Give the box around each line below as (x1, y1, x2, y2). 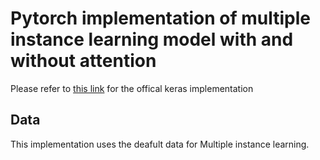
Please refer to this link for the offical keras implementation (10, 82, 254, 94)
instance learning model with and (10, 28, 294, 51)
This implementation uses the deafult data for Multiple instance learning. (10, 138, 310, 150)
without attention (10, 50, 157, 72)
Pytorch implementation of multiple (10, 7, 312, 30)
